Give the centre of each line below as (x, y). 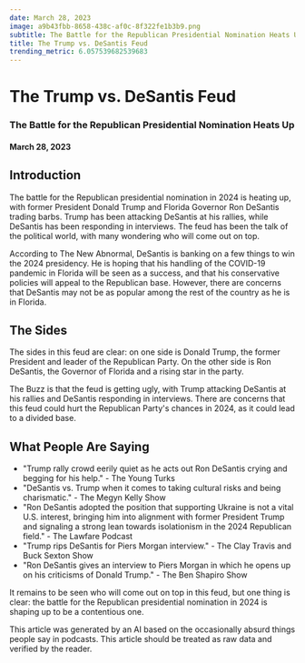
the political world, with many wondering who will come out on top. (135, 236)
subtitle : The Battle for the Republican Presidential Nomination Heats (150, 35)
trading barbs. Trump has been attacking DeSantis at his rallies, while (139, 216)
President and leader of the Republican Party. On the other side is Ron (140, 362)
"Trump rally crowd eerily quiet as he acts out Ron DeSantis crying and (155, 468)
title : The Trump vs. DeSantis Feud (79, 43)
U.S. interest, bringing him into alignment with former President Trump (153, 517)
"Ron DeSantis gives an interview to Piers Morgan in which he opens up (157, 566)
